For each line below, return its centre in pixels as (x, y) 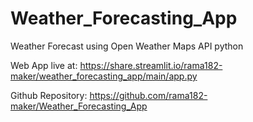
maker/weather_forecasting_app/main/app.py (104, 76)
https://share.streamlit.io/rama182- (151, 65)
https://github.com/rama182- (148, 95)
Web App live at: (44, 65)
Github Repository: (49, 95)
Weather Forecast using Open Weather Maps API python (127, 46)
